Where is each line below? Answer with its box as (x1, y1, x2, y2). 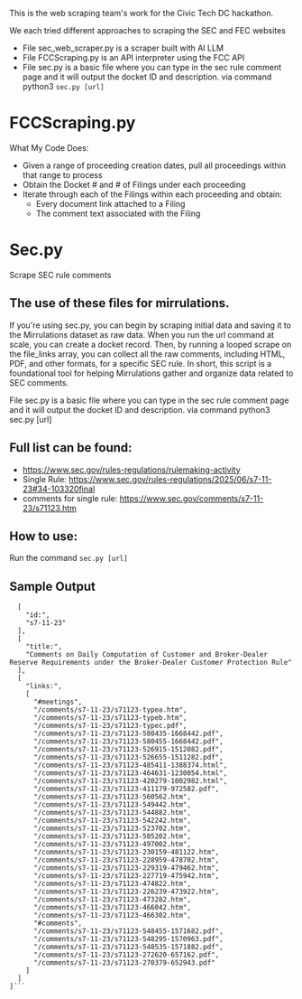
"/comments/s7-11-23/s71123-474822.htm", (32, 880, 192, 889)
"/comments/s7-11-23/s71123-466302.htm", (32, 911, 192, 920)
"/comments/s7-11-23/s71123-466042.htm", (32, 903, 192, 912)
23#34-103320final (22, 483, 96, 494)
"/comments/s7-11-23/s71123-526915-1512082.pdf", (32, 745, 224, 754)
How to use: (9, 528, 78, 544)
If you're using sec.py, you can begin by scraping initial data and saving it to (9, 320, 291, 331)
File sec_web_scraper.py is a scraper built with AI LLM (22, 42, 224, 53)
